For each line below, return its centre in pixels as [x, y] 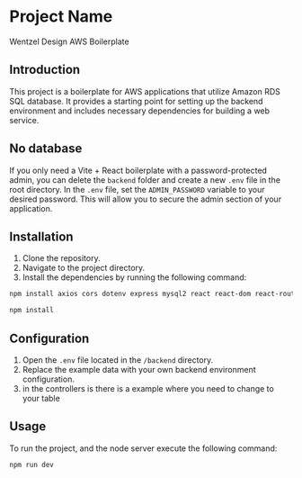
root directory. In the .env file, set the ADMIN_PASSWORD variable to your [137, 189]
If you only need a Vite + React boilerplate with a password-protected [138, 170]
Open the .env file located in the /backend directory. [118, 360]
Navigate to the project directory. [84, 268]
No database [46, 149]
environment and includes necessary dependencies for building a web [140, 111]
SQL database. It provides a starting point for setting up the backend [136, 101]
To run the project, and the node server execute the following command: [143, 448]
